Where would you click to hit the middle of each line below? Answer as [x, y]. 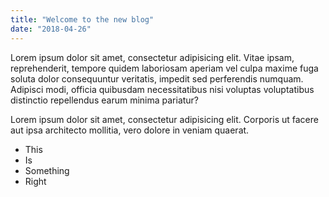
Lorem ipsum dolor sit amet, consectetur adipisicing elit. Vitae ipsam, [152, 57]
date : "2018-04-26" [51, 29]
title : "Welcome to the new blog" [82, 19]
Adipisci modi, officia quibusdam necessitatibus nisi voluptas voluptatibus [162, 89]
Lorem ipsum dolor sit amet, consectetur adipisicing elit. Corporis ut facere [164, 119]
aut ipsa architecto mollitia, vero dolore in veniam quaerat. [130, 130]
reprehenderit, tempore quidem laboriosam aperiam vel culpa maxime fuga [164, 68]
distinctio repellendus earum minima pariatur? [105, 100]
